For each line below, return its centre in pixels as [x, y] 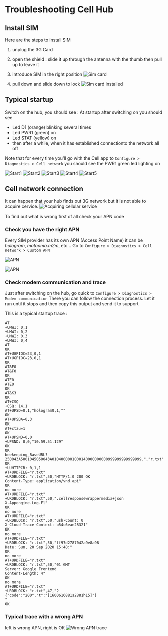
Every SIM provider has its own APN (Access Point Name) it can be [74, 240]
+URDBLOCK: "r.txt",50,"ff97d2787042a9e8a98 [52, 543]
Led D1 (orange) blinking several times [52, 127]
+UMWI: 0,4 [16, 341]
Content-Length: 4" [25, 574]
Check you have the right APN [42, 229]
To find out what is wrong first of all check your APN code [65, 216]
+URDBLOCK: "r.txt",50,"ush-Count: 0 [44, 521]
